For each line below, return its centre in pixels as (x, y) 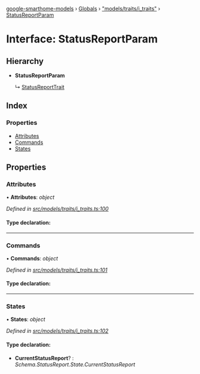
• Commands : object (32, 258)
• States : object (26, 320)
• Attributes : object (30, 197)
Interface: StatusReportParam (82, 39)
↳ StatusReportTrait (40, 87)
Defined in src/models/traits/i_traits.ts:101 (57, 270)
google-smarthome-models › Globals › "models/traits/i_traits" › (83, 9)
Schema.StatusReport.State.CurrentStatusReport (75, 364)
